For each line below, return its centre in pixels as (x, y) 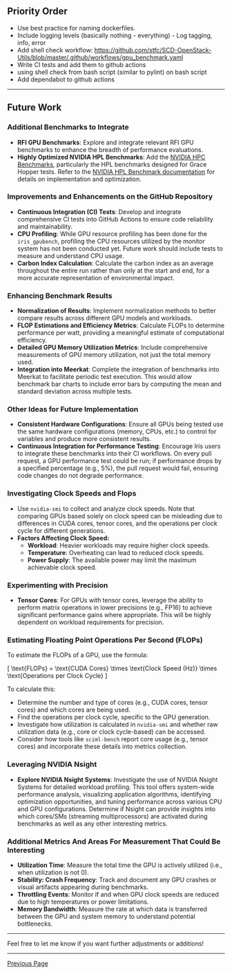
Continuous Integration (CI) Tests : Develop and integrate (99, 212)
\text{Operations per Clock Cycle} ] (57, 676)
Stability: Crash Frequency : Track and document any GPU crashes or (117, 879)
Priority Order (37, 11)
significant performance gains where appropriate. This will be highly (114, 614)
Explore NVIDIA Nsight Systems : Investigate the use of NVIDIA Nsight (117, 779)
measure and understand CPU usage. (70, 255)
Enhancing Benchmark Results (60, 295)
